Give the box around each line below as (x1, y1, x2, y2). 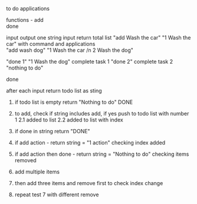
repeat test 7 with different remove (14, 191, 99, 198)
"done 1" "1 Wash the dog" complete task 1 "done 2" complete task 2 (6, 58, 173, 65)
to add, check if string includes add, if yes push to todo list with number (14, 110, 189, 117)
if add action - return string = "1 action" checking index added (14, 139, 166, 146)
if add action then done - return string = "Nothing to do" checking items (14, 150, 189, 157)
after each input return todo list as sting (6, 87, 102, 94)
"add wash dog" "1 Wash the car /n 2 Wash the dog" (6, 47, 134, 54)
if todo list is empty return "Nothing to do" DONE (14, 98, 133, 106)
